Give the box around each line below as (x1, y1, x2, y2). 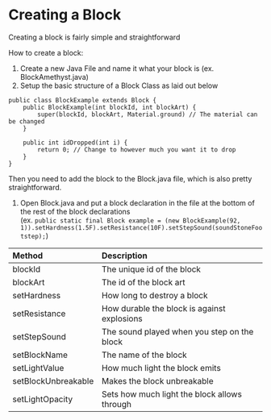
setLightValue (12, 362, 65, 373)
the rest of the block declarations (19, 206, 131, 216)
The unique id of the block (102, 264, 202, 275)
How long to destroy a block (102, 289, 208, 301)
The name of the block (102, 349, 187, 360)
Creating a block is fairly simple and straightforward (8, 32, 181, 42)
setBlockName (12, 349, 69, 360)
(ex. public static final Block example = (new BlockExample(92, (19, 215, 241, 225)
